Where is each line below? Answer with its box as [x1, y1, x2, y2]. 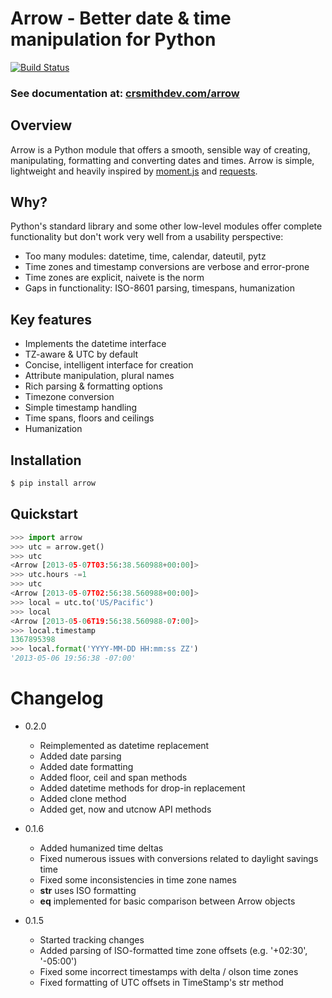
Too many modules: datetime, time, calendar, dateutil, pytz [24, 250, 267, 262]
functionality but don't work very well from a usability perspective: [10, 231, 284, 243]
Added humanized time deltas [39, 842, 164, 854]
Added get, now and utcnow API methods [39, 803, 212, 815]
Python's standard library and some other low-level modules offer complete [10, 220, 323, 232]
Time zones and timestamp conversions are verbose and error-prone [24, 261, 310, 273]
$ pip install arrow [10, 478, 97, 489]
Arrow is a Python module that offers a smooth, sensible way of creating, [10, 143, 311, 156]
